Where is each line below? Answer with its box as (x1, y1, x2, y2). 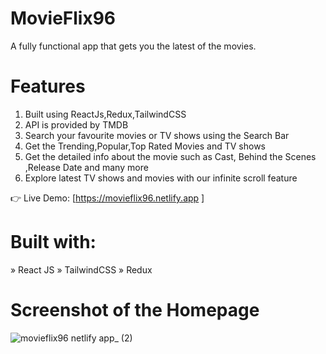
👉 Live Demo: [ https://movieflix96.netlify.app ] (10, 192, 205, 204)
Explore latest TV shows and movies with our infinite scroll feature (24, 172, 298, 184)
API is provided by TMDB (24, 118, 129, 131)
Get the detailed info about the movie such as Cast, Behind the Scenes (24, 150, 317, 162)
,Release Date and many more (24, 161, 149, 173)
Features (10, 75, 86, 98)
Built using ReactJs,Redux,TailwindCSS (24, 108, 187, 120)
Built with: (10, 231, 97, 254)
